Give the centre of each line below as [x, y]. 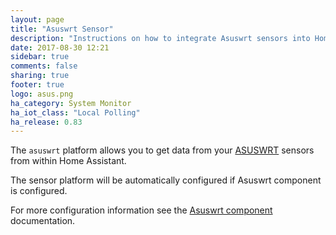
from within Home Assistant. [68, 161]
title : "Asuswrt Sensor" [62, 29]
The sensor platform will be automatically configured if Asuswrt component [166, 180]
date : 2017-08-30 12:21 [60, 47]
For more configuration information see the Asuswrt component [141, 210]
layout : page [37, 19]
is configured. [39, 191]
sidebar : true [40, 57]
